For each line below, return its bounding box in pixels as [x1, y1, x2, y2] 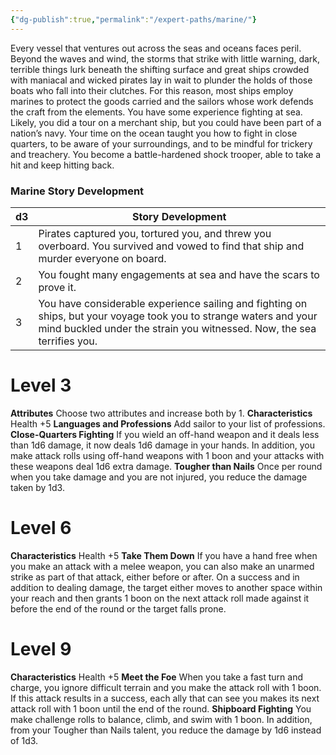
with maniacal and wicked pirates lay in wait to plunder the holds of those [10, 74, 313, 86]
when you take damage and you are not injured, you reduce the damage [10, 471, 308, 483]
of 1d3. [10, 734, 39, 746]
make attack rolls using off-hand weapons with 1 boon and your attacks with [10, 449, 325, 461]
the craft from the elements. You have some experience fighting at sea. [10, 106, 303, 118]
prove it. [38, 280, 77, 294]
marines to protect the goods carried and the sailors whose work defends [10, 95, 314, 107]
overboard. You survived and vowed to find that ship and [38, 239, 305, 253]
